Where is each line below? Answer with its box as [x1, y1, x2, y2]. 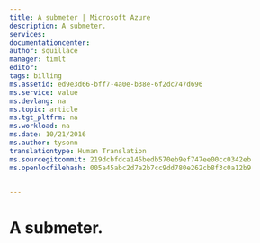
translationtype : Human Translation [9, 146, 147, 155]
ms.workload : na [9, 122, 70, 131]
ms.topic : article [9, 105, 78, 114]
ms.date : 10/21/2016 [9, 130, 87, 139]
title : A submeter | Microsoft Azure [9, 13, 151, 22]
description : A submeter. [9, 22, 106, 30]
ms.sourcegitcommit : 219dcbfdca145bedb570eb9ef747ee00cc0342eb [9, 154, 252, 164]
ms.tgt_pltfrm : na [9, 113, 78, 122]
